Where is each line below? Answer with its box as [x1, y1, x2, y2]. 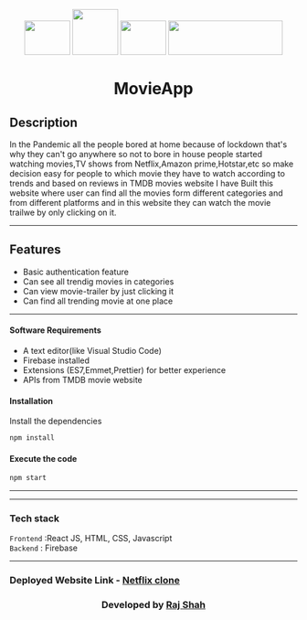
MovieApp [113, 79, 194, 100]
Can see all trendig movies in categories [22, 275, 175, 287]
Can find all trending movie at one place [22, 295, 174, 306]
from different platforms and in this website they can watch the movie [9, 198, 271, 208]
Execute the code [9, 453, 78, 464]
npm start [9, 474, 48, 483]
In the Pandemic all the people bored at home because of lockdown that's [9, 139, 288, 150]
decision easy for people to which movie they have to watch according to [9, 168, 286, 178]
